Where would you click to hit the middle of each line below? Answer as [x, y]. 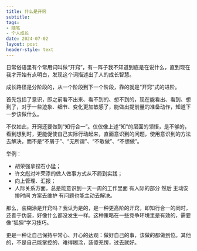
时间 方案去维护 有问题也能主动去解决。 [67, 195]
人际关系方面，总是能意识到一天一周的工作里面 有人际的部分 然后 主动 [99, 188]
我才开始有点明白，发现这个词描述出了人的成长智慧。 [70, 74]
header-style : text [30, 50]
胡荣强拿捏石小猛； [38, 166]
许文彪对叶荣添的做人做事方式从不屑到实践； [69, 173]
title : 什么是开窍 [26, 11]
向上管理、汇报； [35, 181]
